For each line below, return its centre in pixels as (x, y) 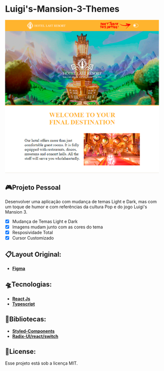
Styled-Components (33, 331)
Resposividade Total (32, 233)
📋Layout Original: (33, 254)
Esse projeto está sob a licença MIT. (41, 363)
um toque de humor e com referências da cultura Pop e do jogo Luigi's (76, 207)
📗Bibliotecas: (26, 319)
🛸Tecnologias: (29, 284)
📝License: (20, 352)
